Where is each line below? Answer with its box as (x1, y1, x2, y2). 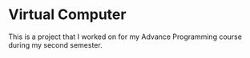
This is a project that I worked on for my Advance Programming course (8, 32, 243, 41)
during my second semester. (8, 40, 103, 49)
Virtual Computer (8, 6, 127, 24)
